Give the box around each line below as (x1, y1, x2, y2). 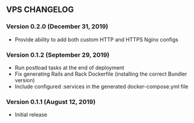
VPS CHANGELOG (6, 5, 74, 15)
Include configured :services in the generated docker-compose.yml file (14, 83, 189, 90)
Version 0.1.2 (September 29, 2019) (6, 50, 110, 59)
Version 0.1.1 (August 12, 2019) (6, 98, 96, 106)
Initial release (14, 111, 47, 118)
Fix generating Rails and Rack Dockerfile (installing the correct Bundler (14, 70, 187, 77)
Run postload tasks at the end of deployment (14, 64, 125, 71)
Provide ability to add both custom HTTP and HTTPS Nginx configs (14, 35, 179, 43)
